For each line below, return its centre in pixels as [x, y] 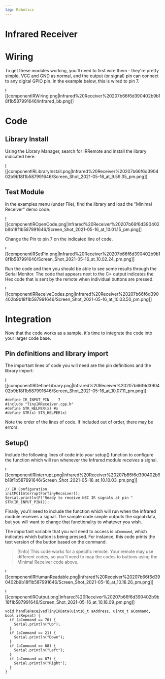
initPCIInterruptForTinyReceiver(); [43, 494]
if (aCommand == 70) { [33, 620]
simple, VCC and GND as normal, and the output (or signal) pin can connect [82, 76]
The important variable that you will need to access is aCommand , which [76, 532]
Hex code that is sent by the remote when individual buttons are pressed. [79, 279]
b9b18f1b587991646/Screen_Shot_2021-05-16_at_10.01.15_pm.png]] [73, 229]
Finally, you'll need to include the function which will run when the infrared [81, 511]
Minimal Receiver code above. [48, 562]
